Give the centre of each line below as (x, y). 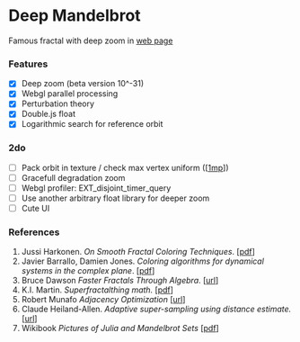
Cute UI (35, 209)
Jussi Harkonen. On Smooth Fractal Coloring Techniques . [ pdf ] (138, 252)
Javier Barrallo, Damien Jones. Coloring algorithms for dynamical (142, 261)
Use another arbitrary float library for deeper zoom (115, 198)
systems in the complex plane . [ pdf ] (88, 271)
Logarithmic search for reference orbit (92, 124)
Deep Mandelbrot (75, 16)
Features (28, 64)
